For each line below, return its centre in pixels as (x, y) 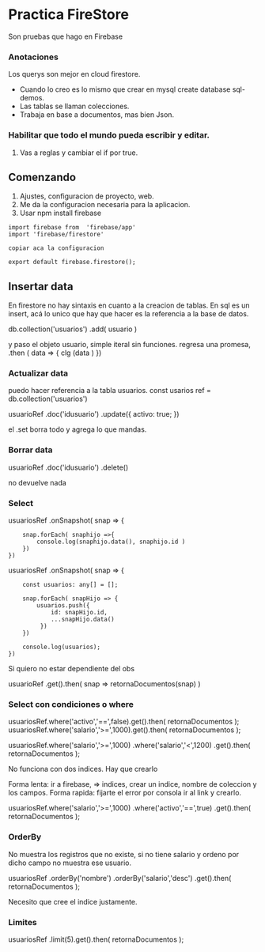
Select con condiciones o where (71, 704)
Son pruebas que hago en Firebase (66, 36)
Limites (23, 922)
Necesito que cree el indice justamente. (73, 901)
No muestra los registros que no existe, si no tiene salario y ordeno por (124, 854)
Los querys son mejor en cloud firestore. (74, 74)
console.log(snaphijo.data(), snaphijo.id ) (111, 542)
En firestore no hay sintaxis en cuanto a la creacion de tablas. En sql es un (129, 305)
